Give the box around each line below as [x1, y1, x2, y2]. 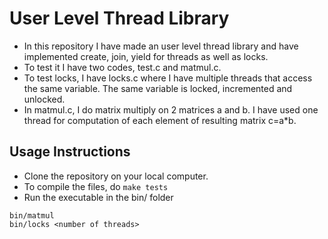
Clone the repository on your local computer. [23, 170, 209, 182]
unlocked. [23, 93, 66, 105]
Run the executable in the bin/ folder [23, 191, 174, 203]
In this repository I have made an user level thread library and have [23, 40, 299, 52]
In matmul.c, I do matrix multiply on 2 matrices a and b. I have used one [23, 103, 319, 116]
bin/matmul [9, 210, 55, 221]
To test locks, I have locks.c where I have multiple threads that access [23, 72, 313, 84]
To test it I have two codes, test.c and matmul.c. [23, 61, 222, 73]
